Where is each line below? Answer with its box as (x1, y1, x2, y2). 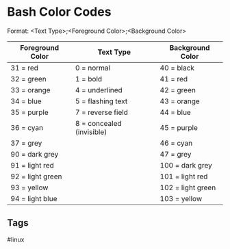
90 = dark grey (10, 149, 59, 159)
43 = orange (159, 96, 200, 106)
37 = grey (10, 138, 42, 148)
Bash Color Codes (7, 4, 112, 20)
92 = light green (10, 172, 62, 181)
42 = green (159, 85, 196, 94)
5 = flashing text (75, 96, 128, 106)
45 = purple (159, 122, 199, 132)
